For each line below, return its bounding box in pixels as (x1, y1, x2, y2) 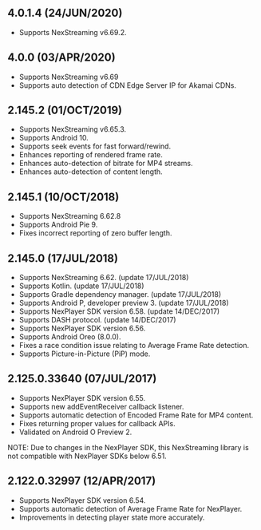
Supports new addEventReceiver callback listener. (18, 401, 184, 411)
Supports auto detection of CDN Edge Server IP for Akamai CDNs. (18, 80, 237, 90)
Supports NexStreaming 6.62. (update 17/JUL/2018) (18, 273, 189, 283)
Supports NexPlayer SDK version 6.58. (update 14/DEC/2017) (18, 307, 220, 316)
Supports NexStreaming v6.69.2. (18, 27, 127, 37)
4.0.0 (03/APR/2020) (7, 51, 117, 65)
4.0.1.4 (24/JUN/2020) (7, 6, 123, 20)
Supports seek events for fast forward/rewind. (18, 141, 172, 151)
